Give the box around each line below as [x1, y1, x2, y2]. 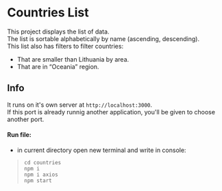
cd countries [23, 159, 62, 166]
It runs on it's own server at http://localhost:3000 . [7, 101, 153, 109]
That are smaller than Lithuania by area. [16, 55, 129, 63]
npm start [23, 177, 53, 184]
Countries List [7, 5, 89, 21]
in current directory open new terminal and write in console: [16, 146, 186, 154]
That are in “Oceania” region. [16, 62, 99, 71]
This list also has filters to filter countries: [7, 42, 124, 50]
